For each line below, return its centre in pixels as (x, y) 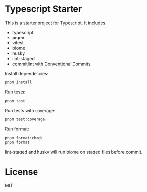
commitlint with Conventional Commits (51, 64)
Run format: (17, 129)
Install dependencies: (27, 73)
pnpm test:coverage (25, 119)
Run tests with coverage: (30, 110)
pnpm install (18, 82)
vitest (18, 42)
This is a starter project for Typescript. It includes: (56, 23)
